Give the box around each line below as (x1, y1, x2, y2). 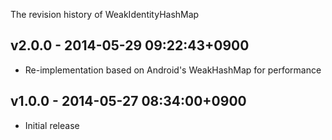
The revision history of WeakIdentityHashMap (10, 9, 200, 20)
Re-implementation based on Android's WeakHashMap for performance (24, 64, 322, 76)
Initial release (24, 119, 80, 131)
